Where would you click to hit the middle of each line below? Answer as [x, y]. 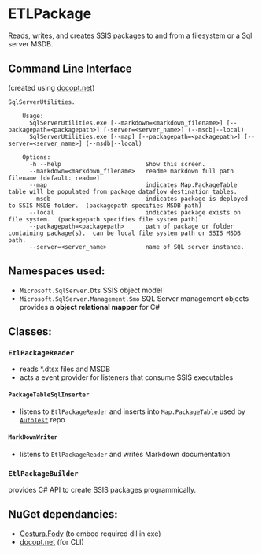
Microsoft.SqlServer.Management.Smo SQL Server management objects [134, 298]
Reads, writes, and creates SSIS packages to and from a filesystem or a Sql [130, 35]
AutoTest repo [42, 420]
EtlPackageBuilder [43, 473]
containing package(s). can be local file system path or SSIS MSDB [125, 233]
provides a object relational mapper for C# [89, 307]
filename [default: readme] [54, 178]
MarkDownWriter [33, 437]
